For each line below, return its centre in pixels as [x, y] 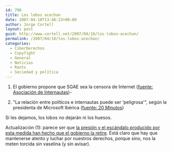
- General [20, 58]
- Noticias [22, 63]
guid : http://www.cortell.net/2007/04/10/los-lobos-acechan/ [72, 34]
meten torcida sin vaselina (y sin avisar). [48, 144]
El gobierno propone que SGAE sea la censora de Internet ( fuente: [83, 87]
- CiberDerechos [27, 48]
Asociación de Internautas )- [42, 92]
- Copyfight [23, 53]
